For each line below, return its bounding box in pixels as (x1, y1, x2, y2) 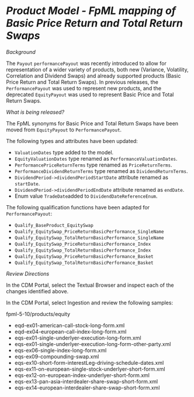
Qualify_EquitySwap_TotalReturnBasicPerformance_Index (14, 247, 151, 253)
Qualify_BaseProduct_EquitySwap (14, 222, 93, 228)
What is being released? (6, 108, 65, 116)
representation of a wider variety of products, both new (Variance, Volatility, (6, 66, 189, 73)
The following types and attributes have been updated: (6, 137, 138, 144)
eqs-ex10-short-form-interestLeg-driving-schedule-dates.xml (14, 359, 164, 366)
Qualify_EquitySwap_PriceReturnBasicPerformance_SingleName (14, 229, 164, 235)
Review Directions (6, 270, 50, 277)
